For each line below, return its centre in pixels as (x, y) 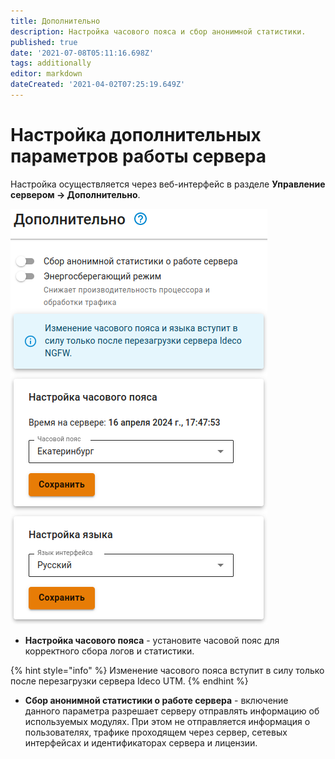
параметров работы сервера (138, 156)
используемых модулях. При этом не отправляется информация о (167, 721)
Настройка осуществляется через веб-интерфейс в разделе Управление (168, 184)
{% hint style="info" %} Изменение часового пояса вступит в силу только (167, 670)
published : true (44, 42)
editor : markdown (46, 74)
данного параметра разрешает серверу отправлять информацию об (172, 711)
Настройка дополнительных (136, 135)
